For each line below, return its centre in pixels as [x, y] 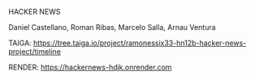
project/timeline [35, 51]
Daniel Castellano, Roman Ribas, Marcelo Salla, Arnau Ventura [112, 27]
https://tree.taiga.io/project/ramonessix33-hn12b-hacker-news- [140, 43]
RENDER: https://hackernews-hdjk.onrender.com [90, 67]
